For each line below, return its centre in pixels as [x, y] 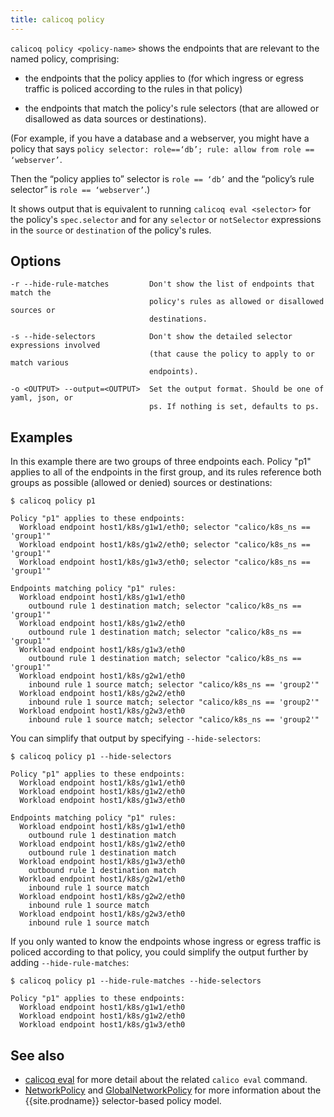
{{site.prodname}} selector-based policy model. [123, 1101]
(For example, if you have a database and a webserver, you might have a [160, 138]
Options [36, 261]
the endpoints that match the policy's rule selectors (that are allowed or [172, 108]
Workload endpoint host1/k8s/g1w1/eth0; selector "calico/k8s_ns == [165, 527]
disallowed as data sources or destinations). [115, 118]
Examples [41, 437]
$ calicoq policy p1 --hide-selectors [91, 757]
